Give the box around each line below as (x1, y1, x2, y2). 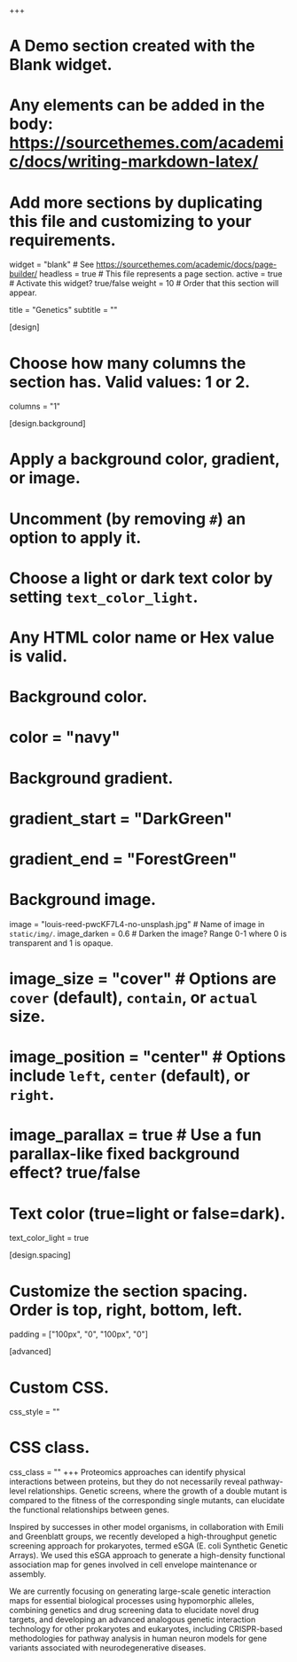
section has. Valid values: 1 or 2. (9, 371, 251, 392)
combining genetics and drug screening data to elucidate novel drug (9, 1605, 260, 1616)
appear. (9, 287, 37, 298)
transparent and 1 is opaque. (9, 937, 113, 948)
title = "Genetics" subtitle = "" (9, 305, 118, 316)
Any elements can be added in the (9, 95, 265, 115)
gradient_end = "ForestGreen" (9, 848, 238, 869)
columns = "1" (9, 401, 60, 412)
